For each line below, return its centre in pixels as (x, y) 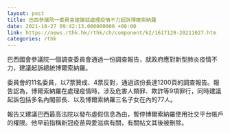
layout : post (26, 13)
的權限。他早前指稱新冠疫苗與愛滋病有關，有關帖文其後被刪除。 (97, 123)
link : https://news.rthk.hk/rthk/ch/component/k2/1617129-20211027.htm (112, 33)
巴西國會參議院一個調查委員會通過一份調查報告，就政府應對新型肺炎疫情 (109, 60)
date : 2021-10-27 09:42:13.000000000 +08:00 (72, 26)
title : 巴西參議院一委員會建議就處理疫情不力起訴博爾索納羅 (82, 20)
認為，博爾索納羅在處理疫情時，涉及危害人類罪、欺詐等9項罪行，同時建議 (117, 91)
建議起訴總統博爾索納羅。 (55, 68)
